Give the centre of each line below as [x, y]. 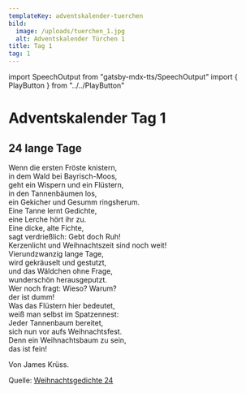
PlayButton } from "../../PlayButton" [67, 85]
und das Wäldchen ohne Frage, [61, 271]
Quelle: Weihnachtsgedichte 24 [61, 380]
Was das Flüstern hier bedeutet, [62, 306]
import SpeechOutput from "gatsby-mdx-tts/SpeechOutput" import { [123, 77]
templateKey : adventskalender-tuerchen [76, 16]
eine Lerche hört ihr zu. [47, 219]
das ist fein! [28, 349]
